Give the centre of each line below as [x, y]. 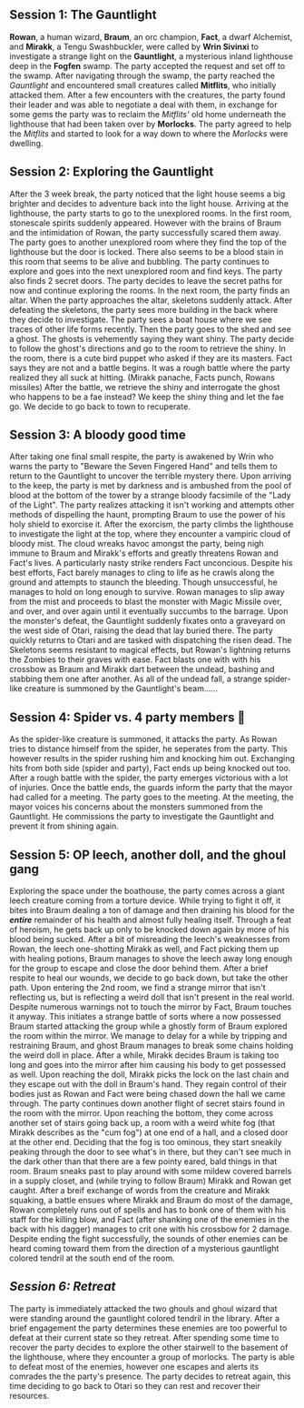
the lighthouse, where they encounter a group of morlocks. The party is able [152, 1357]
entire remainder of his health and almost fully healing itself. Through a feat [151, 920]
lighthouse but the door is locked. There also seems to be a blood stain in [147, 251]
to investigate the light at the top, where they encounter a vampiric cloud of [150, 534]
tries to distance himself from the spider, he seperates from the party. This [148, 749]
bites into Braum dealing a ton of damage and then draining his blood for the [152, 910]
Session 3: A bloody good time [98, 435]
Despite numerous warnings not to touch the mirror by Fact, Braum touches [151, 1007]
